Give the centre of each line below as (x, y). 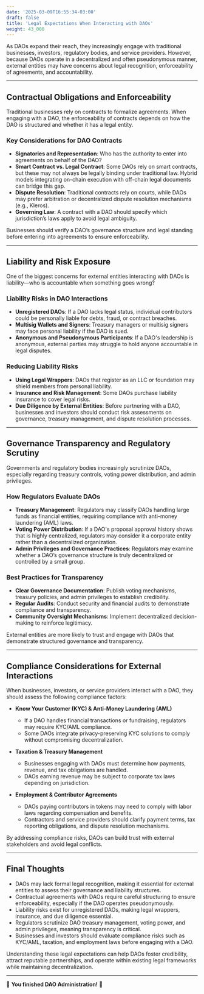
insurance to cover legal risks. (53, 399)
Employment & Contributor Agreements (66, 794)
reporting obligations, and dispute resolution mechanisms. (97, 826)
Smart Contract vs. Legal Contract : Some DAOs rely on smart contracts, (106, 167)
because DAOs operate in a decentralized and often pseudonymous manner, (102, 59)
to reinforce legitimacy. (64, 623)
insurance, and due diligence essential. (64, 916)
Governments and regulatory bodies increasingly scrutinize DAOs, (89, 467)
